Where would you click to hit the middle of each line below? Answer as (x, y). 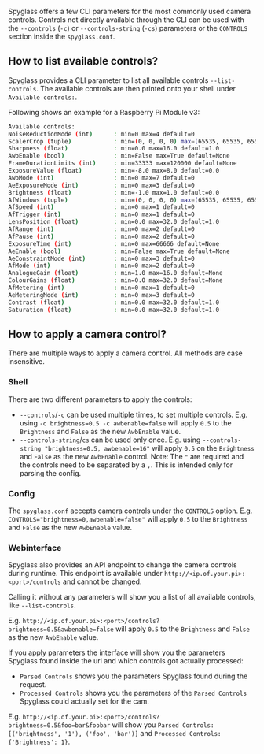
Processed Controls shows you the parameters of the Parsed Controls (133, 693)
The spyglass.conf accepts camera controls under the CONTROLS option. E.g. (130, 511)
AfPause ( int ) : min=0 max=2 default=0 (101, 236)
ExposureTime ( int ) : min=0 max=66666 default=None (114, 243)
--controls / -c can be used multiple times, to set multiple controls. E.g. (134, 414)
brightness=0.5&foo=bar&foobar (59, 726)
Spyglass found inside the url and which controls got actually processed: (126, 661)
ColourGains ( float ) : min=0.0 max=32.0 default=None (115, 280)
